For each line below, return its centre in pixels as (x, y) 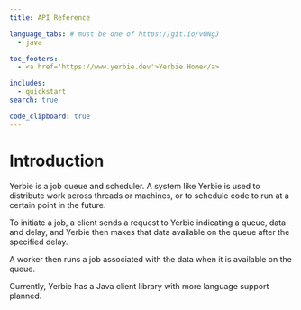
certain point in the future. (58, 205)
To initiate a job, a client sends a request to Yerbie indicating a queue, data (148, 223)
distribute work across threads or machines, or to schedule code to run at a (150, 196)
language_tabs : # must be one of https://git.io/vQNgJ (114, 34)
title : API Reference (50, 18)
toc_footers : (34, 59)
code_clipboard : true (50, 116)
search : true (34, 100)
